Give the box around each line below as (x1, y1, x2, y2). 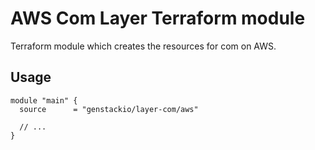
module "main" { (10, 95, 78, 106)
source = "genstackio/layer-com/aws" (19, 104, 199, 114)
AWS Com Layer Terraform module (10, 7, 306, 30)
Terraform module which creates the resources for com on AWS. (10, 40, 277, 52)
